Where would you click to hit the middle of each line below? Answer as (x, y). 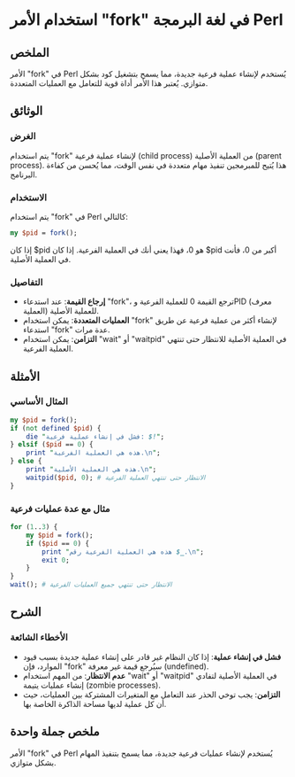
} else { (26, 462)
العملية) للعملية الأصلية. (61, 311)
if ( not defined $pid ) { (56, 428)
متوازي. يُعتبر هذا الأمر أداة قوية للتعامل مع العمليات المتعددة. (109, 83)
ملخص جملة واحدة (55, 732)
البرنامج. (24, 175)
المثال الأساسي (39, 401)
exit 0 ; (56, 560)
